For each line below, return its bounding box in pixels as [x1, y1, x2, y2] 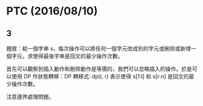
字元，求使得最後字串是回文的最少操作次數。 [11, 52, 123, 60]
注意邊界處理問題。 [6, 93, 55, 100]
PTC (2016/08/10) [6, 4, 98, 18]
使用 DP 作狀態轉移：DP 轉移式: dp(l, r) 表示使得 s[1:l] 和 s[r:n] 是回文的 [11, 73, 189, 79]
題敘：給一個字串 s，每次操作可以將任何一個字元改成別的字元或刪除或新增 [6, 45, 191, 52]
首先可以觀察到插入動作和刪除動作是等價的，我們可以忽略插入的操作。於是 [6, 65, 192, 72]
